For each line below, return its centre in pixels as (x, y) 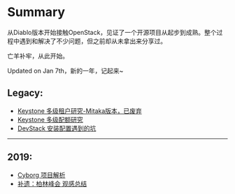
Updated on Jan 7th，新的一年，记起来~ (65, 70)
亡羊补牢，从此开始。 (38, 56)
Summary (36, 12)
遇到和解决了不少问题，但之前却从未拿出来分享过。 (93, 41)
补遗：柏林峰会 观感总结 (52, 184)
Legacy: (25, 93)
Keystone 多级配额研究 (50, 119)
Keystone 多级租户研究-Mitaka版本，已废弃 (79, 111)
